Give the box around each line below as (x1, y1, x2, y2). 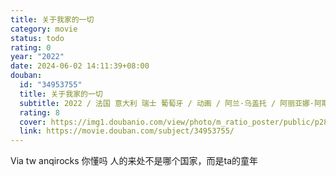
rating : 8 (19, 107, 60, 118)
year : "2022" (10, 52, 65, 62)
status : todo (10, 33, 65, 43)
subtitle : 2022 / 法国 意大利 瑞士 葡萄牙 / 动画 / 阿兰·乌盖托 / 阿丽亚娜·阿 (19, 98, 322, 108)
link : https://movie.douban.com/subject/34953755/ (19, 126, 235, 136)
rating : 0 (10, 42, 52, 53)
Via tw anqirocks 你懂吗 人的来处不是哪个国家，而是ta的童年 (10, 155, 259, 167)
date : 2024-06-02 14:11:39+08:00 (10, 61, 150, 71)
